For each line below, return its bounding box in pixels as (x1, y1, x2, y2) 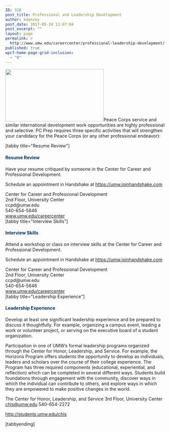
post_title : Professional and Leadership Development (5, 12, 122, 17)
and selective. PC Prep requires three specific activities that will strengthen (5, 128, 163, 134)
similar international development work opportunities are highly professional (5, 122, 165, 128)
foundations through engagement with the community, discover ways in (5, 375, 156, 381)
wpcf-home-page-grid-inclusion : (5, 50, 74, 55)
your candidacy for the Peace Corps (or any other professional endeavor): (5, 133, 161, 139)
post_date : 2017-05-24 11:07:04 (5, 21, 74, 27)
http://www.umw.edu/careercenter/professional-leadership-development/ (10, 41, 165, 46)
